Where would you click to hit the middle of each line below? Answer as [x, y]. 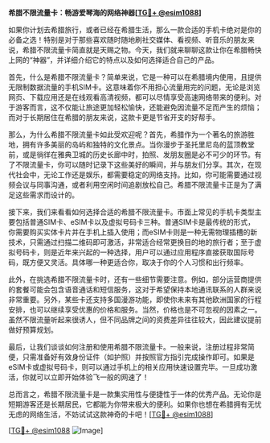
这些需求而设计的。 [47, 195]
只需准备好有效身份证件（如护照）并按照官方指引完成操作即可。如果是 [138, 357]
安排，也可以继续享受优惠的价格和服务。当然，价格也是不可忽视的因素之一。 [135, 310]
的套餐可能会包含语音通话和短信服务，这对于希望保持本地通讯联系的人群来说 [135, 290]
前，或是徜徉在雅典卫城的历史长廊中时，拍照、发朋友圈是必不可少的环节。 [131, 155]
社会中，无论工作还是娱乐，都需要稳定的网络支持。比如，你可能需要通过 [135, 175]
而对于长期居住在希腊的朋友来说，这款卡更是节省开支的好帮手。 [114, 117]
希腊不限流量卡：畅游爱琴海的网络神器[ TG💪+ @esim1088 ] [105, 12]
